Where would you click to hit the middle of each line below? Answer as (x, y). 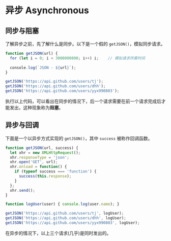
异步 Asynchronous (47, 10)
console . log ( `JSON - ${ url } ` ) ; (43, 67)
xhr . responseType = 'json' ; (40, 157)
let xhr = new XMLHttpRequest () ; (45, 153)
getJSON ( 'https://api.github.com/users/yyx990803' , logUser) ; (73, 223)
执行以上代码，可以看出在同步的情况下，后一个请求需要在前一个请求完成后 (83, 101)
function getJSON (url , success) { (42, 148)
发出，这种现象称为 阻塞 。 (36, 108)
